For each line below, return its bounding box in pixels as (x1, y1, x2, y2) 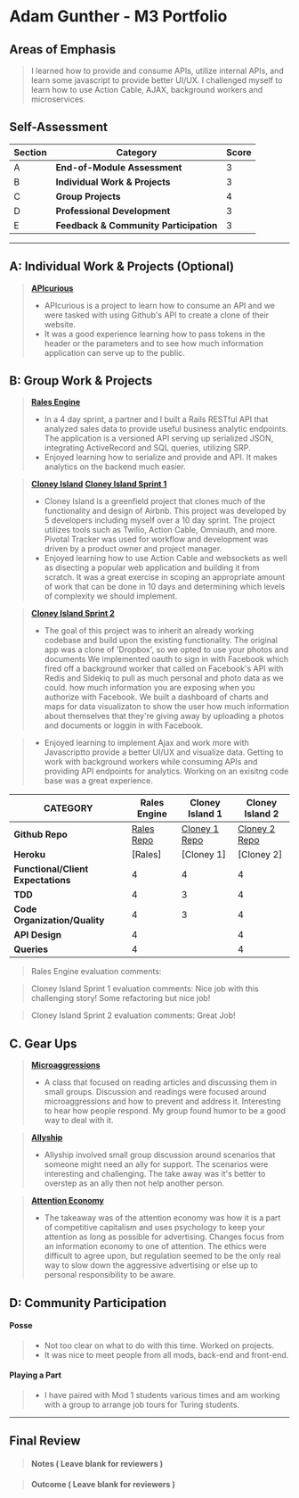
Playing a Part (9, 1370, 62, 1380)
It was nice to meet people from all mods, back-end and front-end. (44, 1349, 289, 1360)
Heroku (13, 848, 46, 861)
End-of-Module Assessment (55, 161, 182, 173)
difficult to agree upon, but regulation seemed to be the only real (44, 1251, 281, 1262)
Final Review (9, 1434, 81, 1449)
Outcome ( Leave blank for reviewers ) (30, 1478, 175, 1489)
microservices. (30, 94, 86, 104)
